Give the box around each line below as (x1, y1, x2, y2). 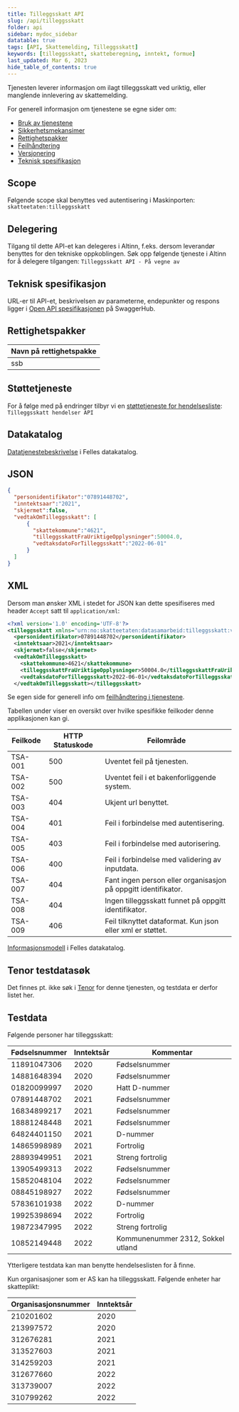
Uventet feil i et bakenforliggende (105, 773, 217, 783)
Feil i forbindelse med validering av (105, 855, 222, 865)
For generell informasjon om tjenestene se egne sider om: (7, 104, 176, 113)
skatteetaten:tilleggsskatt (7, 204, 91, 211)
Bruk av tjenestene (17, 119, 73, 127)
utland (116, 1243, 138, 1252)
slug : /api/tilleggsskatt (7, 17, 84, 24)
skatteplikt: (7, 1283, 40, 1291)
